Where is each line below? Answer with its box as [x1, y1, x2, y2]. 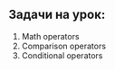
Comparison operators [21, 40, 106, 51]
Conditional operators [21, 49, 103, 61]
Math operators [21, 31, 80, 41]
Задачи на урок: [8, 7, 106, 22]
